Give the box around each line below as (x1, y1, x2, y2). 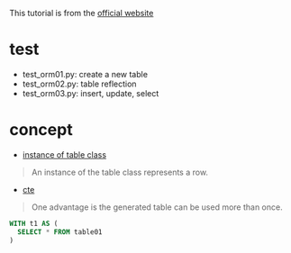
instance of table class (22, 149, 106, 160)
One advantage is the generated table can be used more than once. (31, 202, 283, 212)
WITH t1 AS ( (9, 219, 59, 228)
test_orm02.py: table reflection (22, 78, 137, 89)
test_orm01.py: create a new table (22, 68, 149, 79)
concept (9, 120, 74, 140)
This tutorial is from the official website (9, 8, 154, 18)
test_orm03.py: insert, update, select (22, 87, 159, 98)
